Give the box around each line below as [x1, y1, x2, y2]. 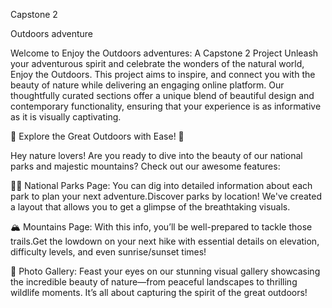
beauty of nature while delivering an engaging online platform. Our [10, 79, 285, 91]
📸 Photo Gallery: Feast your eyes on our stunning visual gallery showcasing [10, 265, 321, 277]
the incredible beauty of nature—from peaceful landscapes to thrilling [10, 276, 298, 288]
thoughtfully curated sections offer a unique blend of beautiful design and [10, 90, 315, 101]
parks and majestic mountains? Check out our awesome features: [10, 160, 281, 172]
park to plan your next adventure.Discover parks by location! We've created [10, 190, 322, 202]
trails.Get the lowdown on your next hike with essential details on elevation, [10, 235, 320, 247]
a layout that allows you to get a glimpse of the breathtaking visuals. [10, 201, 291, 213]
